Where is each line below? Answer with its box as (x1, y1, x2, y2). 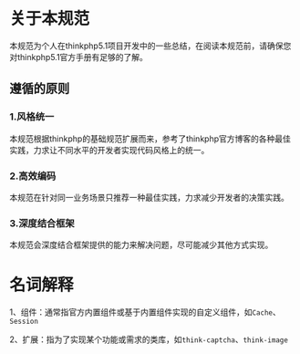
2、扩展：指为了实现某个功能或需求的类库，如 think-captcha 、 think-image (9, 334, 289, 345)
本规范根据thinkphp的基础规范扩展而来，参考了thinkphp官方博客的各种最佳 (9, 133, 292, 144)
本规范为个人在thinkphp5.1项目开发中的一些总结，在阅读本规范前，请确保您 (9, 40, 292, 51)
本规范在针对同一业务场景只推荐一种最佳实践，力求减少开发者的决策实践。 (9, 192, 289, 203)
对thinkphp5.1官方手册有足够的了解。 (9, 51, 149, 62)
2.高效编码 (9, 170, 57, 182)
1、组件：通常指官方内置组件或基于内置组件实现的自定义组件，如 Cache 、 (9, 307, 281, 318)
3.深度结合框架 (9, 216, 75, 229)
